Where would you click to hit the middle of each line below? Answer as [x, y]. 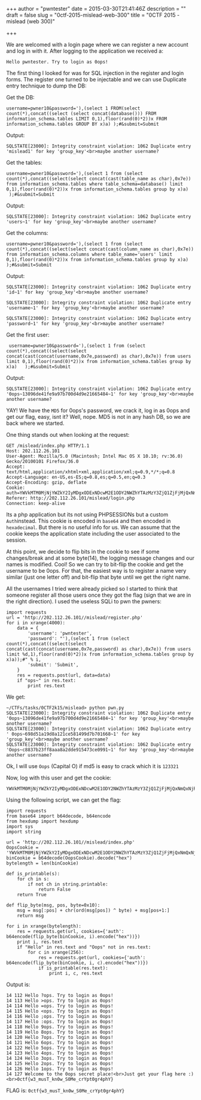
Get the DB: [20, 97]
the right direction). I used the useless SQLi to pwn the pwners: [84, 601]
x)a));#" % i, [24, 660]
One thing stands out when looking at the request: [68, 435]
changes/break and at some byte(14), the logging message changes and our [100, 558]
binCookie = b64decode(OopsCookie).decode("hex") [69, 858]
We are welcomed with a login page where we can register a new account [97, 45]
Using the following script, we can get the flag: [64, 800]
